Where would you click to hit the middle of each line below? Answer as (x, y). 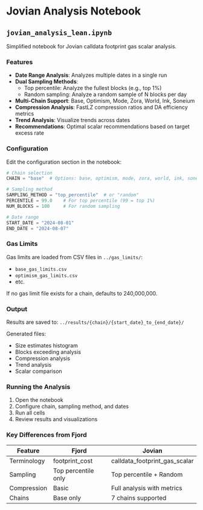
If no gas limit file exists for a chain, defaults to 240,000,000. (82, 293)
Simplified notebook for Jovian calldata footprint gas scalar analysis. (92, 46)
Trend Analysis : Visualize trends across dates (72, 120)
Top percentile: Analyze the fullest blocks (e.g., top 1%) (93, 88)
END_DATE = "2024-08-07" (37, 228)
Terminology (27, 460)
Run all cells (30, 413)
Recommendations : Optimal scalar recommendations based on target (102, 127)
